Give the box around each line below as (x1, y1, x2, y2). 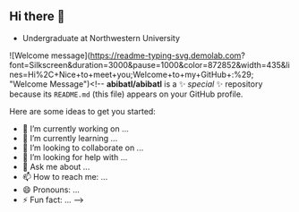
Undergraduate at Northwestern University (21, 32, 181, 43)
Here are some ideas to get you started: (9, 106, 157, 116)
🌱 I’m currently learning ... (21, 132, 118, 143)
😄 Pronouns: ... (21, 184, 81, 195)
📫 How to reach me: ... (21, 171, 108, 182)
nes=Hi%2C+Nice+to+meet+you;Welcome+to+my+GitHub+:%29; (9, 69, 254, 80)
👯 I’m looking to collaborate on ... (21, 142, 144, 153)
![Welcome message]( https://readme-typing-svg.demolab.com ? (9, 50, 246, 61)
